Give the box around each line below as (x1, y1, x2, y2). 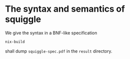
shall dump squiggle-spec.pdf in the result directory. (5, 48, 112, 54)
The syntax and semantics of (5, 3, 125, 15)
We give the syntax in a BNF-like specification (5, 30, 97, 36)
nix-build (5, 39, 25, 44)
